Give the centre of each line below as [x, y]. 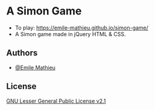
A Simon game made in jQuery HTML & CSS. [70, 34]
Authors [22, 53]
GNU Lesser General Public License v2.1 [56, 101]
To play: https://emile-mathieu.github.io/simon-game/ [82, 28]
